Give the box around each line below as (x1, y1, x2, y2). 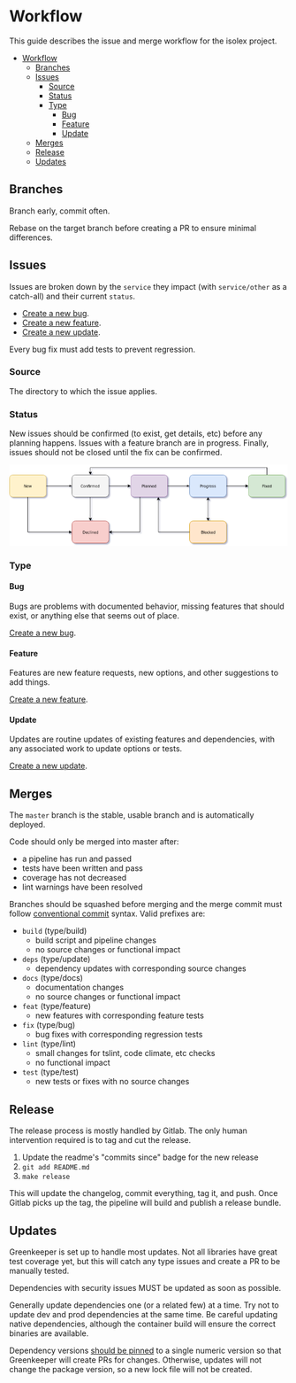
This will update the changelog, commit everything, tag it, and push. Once (9, 1188, 278, 1199)
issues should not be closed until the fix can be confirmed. (9, 447, 223, 458)
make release (21, 1172, 71, 1182)
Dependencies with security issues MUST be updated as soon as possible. (9, 1282, 282, 1293)
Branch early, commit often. (9, 206, 110, 216)
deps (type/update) (21, 954, 91, 965)
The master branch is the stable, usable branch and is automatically (9, 810, 254, 820)
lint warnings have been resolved (21, 882, 143, 892)
